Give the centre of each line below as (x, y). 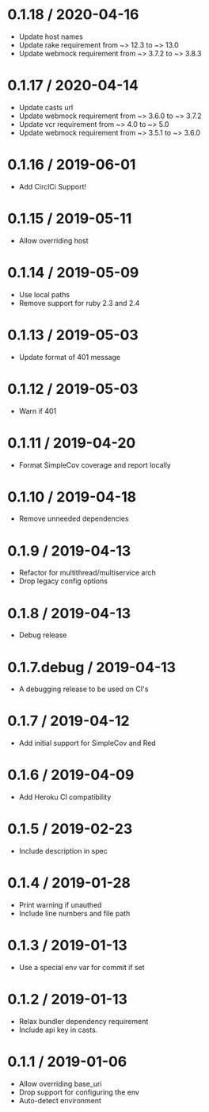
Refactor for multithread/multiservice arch (87, 573)
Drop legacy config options (63, 581)
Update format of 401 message (69, 357)
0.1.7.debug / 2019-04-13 (91, 667)
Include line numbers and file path (74, 913)
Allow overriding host (53, 240)
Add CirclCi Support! (53, 186)
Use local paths (44, 294)
